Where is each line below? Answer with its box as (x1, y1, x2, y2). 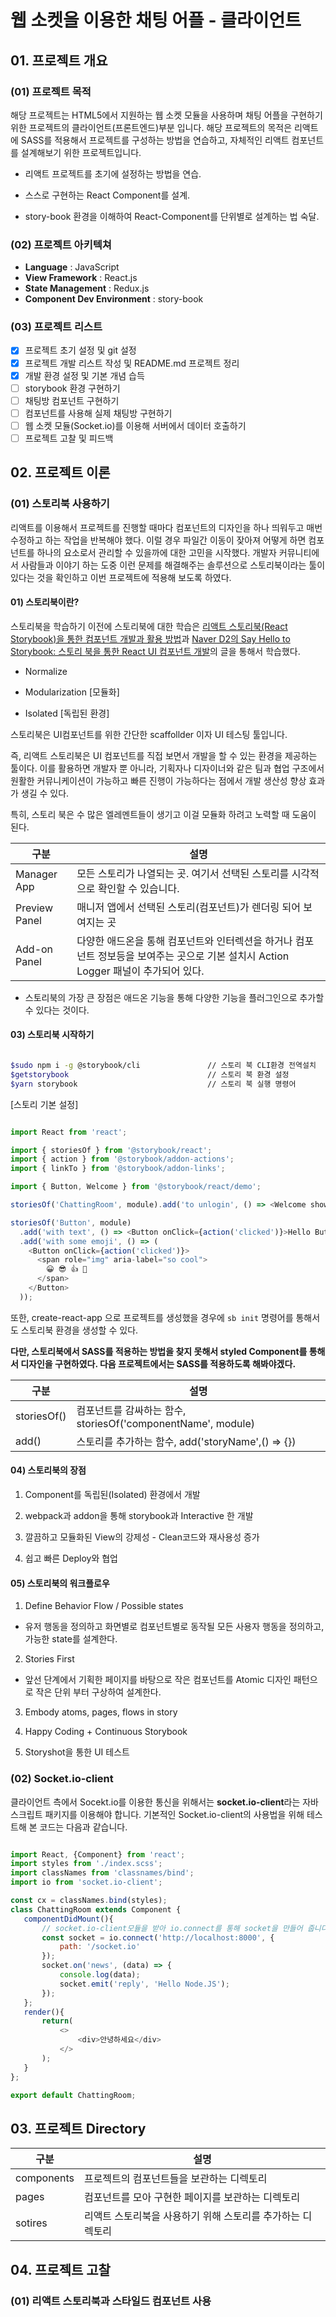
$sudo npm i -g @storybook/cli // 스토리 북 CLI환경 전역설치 (10, 1061, 317, 1071)
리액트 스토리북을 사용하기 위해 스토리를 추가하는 (83, 2209, 301, 2223)
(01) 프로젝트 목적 (10, 84, 92, 98)
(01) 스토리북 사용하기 (10, 497, 110, 511)
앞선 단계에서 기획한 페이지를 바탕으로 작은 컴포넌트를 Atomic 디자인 (24, 1674, 292, 1686)
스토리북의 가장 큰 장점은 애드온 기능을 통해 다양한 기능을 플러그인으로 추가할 (24, 991, 325, 1003)
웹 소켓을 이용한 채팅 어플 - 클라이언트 (10, 9, 302, 32)
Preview (15, 901, 53, 915)
